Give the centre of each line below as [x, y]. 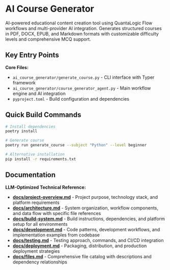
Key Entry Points [32, 55]
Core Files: [17, 67]
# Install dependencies [31, 127]
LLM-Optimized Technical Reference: [46, 187]
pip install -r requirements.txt [41, 159]
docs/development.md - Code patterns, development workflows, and [86, 229]
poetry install [21, 131]
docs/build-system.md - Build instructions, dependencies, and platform [89, 219]
